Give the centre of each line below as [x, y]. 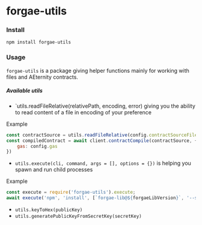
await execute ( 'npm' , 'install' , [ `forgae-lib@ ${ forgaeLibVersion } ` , [95, 198]
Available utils [25, 91]
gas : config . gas [38, 146]
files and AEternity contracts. [42, 77]
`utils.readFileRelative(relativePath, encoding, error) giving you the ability [105, 106]
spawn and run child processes [54, 170]
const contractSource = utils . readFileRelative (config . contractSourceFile [102, 135]
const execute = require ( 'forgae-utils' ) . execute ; [71, 193]
